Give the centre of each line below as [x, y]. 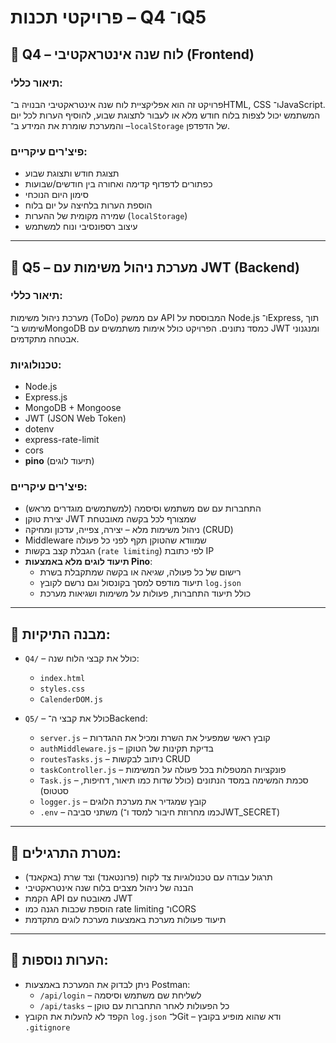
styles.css [62, 689]
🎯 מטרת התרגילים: [66, 852]
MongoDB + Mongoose [73, 408]
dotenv [39, 429]
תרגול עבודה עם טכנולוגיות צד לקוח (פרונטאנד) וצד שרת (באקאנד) [148, 877]
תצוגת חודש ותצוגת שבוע [72, 173]
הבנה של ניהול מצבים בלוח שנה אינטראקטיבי [109, 888]
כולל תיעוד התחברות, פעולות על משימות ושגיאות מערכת [145, 593]
